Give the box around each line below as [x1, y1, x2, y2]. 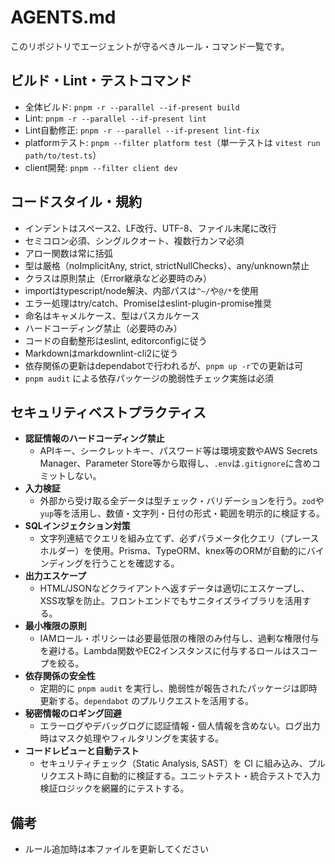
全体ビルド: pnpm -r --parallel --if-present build [24, 101, 240, 113]
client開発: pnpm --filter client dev [24, 161, 178, 173]
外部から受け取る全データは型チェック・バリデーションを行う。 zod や [39, 495, 325, 507]
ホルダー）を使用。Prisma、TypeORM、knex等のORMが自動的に [39, 545, 307, 557]
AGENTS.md [10, 6, 117, 29]
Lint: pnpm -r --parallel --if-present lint [24, 112, 207, 124]
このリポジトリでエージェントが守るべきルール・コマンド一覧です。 [10, 40, 290, 52]
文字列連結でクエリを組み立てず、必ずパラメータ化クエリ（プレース [39, 532, 320, 545]
